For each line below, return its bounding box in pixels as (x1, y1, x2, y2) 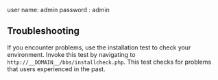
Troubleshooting (7, 25, 80, 37)
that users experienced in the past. (7, 64, 106, 73)
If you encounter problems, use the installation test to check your (7, 43, 191, 52)
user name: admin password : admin (7, 6, 110, 14)
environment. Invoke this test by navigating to (7, 50, 136, 58)
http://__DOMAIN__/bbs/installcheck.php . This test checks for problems (7, 58, 212, 66)
